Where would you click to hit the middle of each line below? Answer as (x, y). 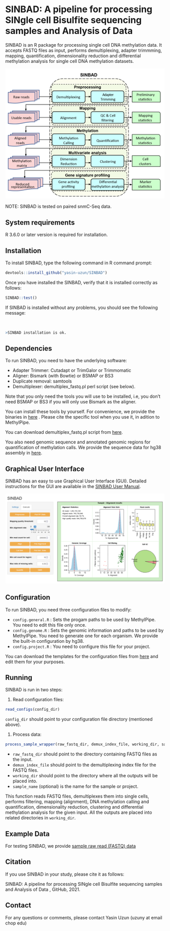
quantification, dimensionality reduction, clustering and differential (74, 807)
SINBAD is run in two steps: (34, 690)
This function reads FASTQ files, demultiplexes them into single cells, (77, 796)
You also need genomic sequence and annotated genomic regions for (78, 442)
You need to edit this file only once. (49, 625)
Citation (18, 862)
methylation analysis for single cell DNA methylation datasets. (70, 61)
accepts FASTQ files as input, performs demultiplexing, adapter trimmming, (84, 50)
